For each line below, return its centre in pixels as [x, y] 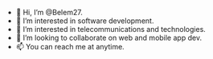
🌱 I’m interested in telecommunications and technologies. [111, 29]
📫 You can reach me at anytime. [70, 47]
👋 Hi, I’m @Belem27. [49, 12]
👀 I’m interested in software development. [85, 21]
